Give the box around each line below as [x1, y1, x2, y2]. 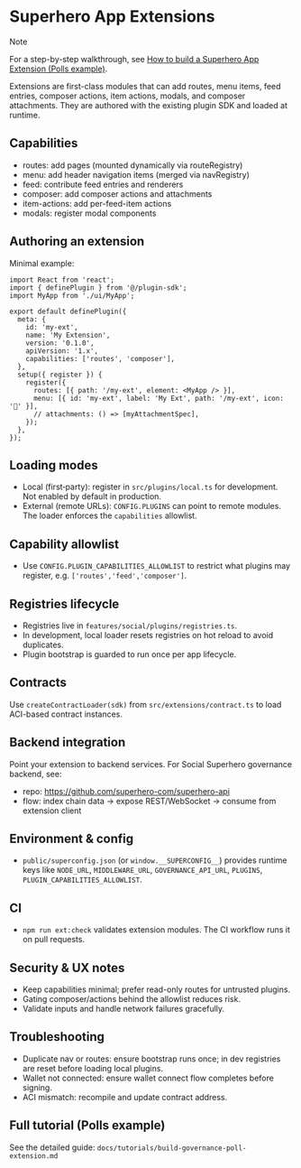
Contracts [9, 675, 68, 691]
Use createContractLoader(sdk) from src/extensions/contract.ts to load [9, 699, 282, 709]
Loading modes [9, 458, 98, 473]
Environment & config [9, 831, 134, 847]
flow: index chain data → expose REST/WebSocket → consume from [22, 795, 277, 806]
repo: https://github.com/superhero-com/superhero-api [22, 785, 230, 796]
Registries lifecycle [9, 596, 120, 611]
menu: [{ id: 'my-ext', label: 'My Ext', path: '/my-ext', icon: [32, 394, 284, 403]
